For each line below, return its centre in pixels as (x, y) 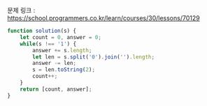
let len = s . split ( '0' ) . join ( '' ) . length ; (94, 57)
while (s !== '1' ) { (48, 44)
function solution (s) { (42, 31)
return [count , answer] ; (56, 89)
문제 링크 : (21, 10)
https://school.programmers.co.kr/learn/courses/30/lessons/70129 (104, 18)
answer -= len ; (55, 63)
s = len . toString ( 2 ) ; (64, 70)
